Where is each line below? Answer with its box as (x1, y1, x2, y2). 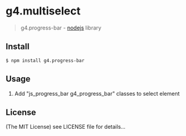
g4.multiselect (5, 4, 81, 18)
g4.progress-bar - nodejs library (20, 24, 102, 31)
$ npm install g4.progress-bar (5, 57, 85, 64)
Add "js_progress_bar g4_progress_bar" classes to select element (14, 90, 180, 97)
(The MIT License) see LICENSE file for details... (5, 123, 125, 131)
